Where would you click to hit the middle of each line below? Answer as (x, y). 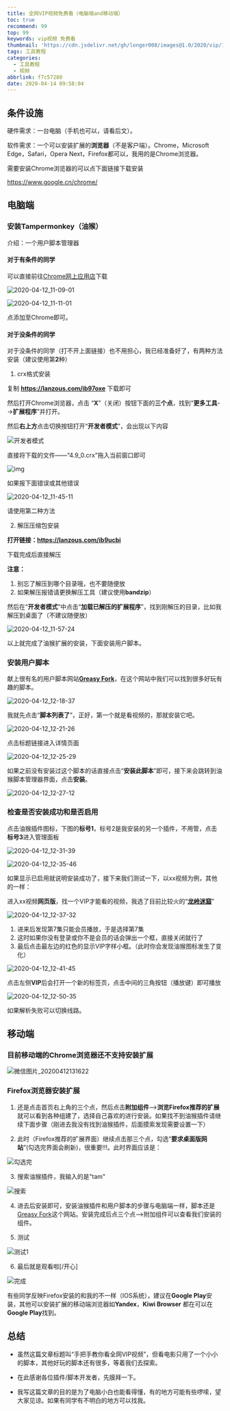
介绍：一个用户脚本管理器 (43, 242)
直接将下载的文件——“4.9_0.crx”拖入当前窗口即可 (76, 455)
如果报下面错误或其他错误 (43, 483)
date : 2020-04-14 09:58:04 (46, 84)
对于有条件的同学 (31, 260)
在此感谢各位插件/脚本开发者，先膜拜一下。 (78, 1377)
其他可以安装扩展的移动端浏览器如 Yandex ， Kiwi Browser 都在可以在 (116, 1304)
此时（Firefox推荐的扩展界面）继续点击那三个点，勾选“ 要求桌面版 (109, 1138)
